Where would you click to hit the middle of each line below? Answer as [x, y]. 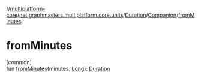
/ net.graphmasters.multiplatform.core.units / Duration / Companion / [98, 15]
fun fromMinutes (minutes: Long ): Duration [58, 68]
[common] [19, 62]
